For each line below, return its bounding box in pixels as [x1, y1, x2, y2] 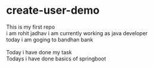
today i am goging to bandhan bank [6, 36, 93, 43]
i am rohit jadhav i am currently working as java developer [6, 29, 148, 36]
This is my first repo [6, 23, 55, 30]
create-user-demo [6, 4, 100, 17]
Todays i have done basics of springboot [6, 55, 106, 62]
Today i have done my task [6, 48, 73, 55]
